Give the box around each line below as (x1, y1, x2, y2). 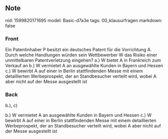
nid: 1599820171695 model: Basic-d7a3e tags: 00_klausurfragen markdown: (5, 17, 162, 23)
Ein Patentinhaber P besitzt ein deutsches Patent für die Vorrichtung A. (5, 47, 152, 53)
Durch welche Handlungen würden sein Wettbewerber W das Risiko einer (5, 52, 157, 58)
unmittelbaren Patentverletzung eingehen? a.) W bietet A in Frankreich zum (5, 57, 161, 63)
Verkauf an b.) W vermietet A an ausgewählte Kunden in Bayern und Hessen (5, 63, 163, 69)
